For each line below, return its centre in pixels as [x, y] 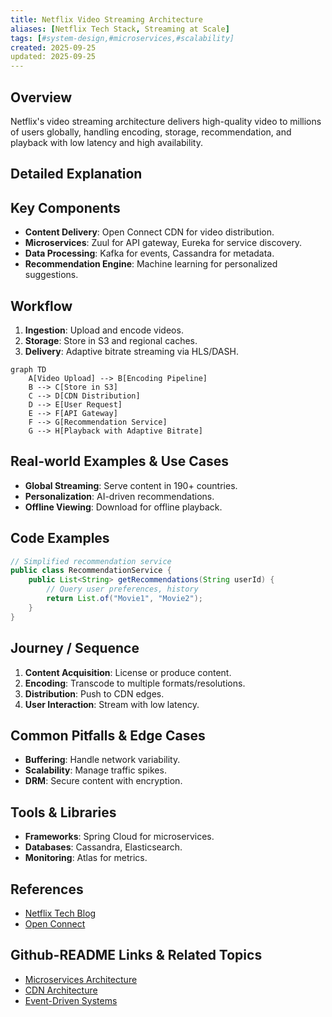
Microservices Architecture [81, 979]
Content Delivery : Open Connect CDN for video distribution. [149, 232]
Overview [41, 97]
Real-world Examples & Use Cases [120, 461]
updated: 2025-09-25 [53, 57]
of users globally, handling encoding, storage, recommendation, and [151, 132]
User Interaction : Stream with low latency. [112, 704]
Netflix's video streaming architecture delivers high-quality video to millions [166, 121]
